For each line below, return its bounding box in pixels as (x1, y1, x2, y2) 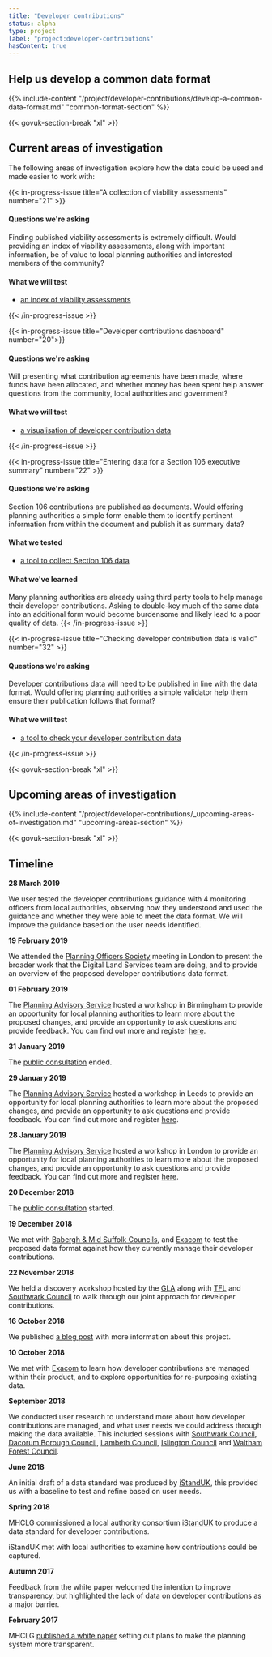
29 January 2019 (8, 1073, 67, 1083)
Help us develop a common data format (8, 72, 211, 86)
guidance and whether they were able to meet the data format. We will (8, 911, 243, 921)
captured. (8, 1551, 41, 1561)
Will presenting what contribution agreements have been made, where (8, 371, 243, 381)
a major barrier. (8, 1599, 60, 1609)
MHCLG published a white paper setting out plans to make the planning (8, 1631, 247, 1641)
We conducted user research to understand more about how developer (8, 1412, 246, 1422)
